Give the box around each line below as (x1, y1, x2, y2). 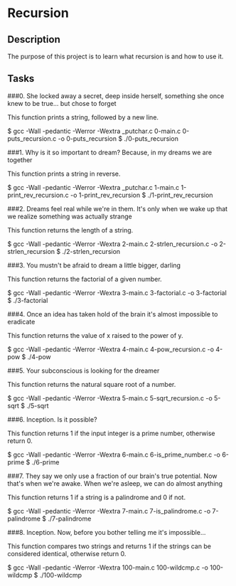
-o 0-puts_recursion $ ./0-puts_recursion (58, 134, 179, 143)
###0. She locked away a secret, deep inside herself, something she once (7, 91, 225, 100)
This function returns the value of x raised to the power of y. (7, 331, 183, 339)
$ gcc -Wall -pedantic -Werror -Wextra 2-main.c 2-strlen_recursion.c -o (7, 240, 218, 248)
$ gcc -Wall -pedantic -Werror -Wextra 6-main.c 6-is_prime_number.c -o (7, 450, 220, 459)
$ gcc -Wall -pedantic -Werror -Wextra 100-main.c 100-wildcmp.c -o (7, 563, 208, 572)
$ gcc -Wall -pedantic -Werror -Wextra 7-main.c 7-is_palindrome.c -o (7, 506, 211, 515)
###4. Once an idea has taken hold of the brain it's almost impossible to (7, 309, 218, 318)
